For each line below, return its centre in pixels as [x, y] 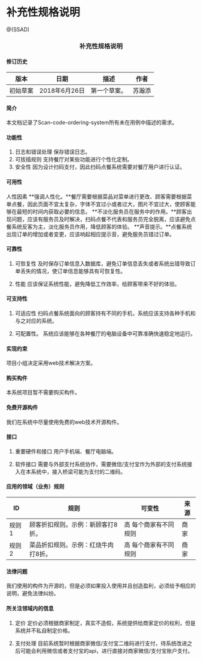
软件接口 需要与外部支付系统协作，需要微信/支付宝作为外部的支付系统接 [103, 464]
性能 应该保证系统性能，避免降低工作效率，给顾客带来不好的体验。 [97, 284]
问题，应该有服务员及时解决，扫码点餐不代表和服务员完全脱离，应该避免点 [103, 219]
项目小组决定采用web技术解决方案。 [51, 363]
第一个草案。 [109, 91]
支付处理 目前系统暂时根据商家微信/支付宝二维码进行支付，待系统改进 [101, 643]
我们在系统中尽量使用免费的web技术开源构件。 [64, 422]
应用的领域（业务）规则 [35, 487]
